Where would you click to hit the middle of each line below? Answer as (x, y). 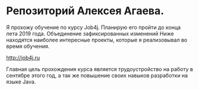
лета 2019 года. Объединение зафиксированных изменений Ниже (90, 33)
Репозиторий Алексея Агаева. (85, 11)
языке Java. (21, 82)
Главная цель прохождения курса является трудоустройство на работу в (99, 69)
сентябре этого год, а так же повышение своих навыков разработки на (97, 75)
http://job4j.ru (23, 57)
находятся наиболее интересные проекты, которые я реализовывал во (97, 40)
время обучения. (28, 46)
